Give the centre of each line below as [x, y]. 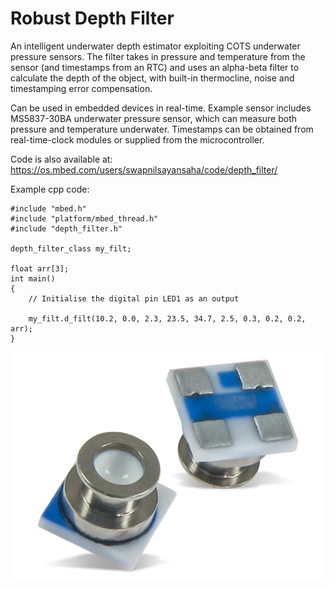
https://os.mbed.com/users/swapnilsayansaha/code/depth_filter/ [144, 169]
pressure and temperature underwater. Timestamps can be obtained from [162, 129]
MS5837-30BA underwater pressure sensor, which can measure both [154, 118]
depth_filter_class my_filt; [71, 248]
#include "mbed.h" [48, 208]
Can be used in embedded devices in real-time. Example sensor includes [161, 108]
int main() [33, 278]
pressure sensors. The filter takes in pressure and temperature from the [158, 56]
